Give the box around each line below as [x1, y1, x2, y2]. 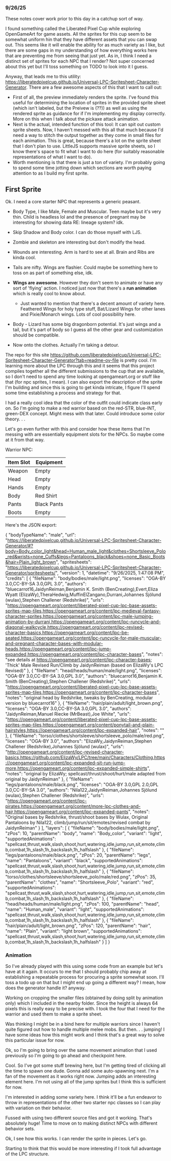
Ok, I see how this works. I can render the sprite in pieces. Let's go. [5, 1135, 147, 1142]
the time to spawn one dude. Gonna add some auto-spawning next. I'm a [5, 1068, 159, 1074]
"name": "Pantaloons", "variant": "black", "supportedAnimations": [5, 858, 143, 864]
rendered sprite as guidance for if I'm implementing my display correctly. [12, 110, 166, 116]
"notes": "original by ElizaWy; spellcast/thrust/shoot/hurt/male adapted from [5, 771, 166, 777]
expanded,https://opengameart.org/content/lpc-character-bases [5, 651, 142, 657]
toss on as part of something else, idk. [12, 270, 93, 276]
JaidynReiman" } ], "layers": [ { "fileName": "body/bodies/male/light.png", [5, 825, 160, 831]
